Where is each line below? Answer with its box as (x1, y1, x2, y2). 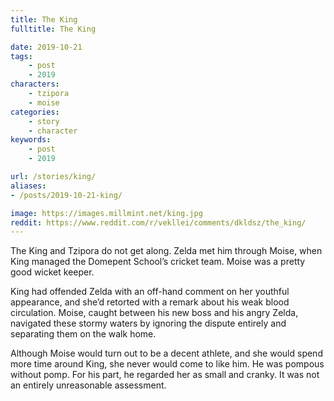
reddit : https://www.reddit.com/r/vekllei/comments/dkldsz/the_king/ (10, 217, 307, 228)
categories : (10, 107, 60, 117)
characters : (10, 79, 60, 90)
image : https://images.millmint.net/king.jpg (10, 208, 203, 218)
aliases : (10, 181, 47, 191)
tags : (10, 51, 33, 61)
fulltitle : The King (10, 24, 97, 34)
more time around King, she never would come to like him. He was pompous (10, 358, 325, 370)
